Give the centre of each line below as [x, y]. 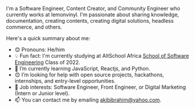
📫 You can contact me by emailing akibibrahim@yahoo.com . [88, 100]
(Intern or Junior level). [42, 93]
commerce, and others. [34, 27]
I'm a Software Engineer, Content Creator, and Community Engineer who [93, 8]
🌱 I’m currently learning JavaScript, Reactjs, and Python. [82, 68]
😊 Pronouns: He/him [40, 50]
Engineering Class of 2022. [47, 62]
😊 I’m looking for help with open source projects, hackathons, [89, 75]
